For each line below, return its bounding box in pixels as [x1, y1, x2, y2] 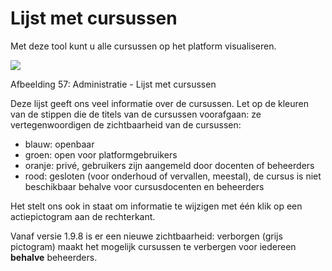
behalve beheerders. [10, 251, 98, 263]
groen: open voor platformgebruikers [24, 148, 178, 161]
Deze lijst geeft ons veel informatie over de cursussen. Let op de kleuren [10, 97, 309, 109]
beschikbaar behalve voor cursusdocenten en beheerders [24, 180, 265, 192]
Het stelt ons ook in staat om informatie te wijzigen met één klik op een [10, 200, 303, 212]
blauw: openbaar [24, 138, 95, 150]
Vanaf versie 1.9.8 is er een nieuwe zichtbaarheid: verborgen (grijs [10, 230, 283, 242]
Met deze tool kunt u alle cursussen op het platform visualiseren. [10, 40, 277, 52]
